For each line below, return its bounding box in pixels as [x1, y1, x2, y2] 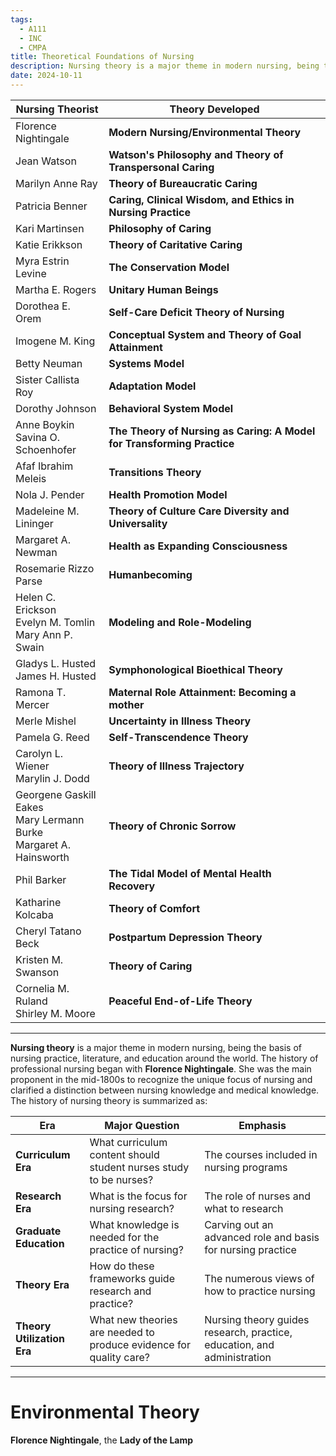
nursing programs [204, 1160, 288, 1174]
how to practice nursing [204, 1284, 316, 1298]
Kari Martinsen [15, 221, 85, 235]
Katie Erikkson [15, 237, 83, 251]
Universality [108, 516, 168, 530]
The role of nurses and [204, 1189, 311, 1203]
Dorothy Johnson [15, 401, 97, 415]
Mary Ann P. [15, 627, 73, 641]
